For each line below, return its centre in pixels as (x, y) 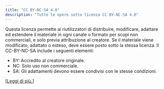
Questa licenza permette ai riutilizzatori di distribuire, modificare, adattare (82, 29)
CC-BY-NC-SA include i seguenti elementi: (50, 51)
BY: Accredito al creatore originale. (49, 60)
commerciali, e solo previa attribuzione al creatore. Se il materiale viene (79, 40)
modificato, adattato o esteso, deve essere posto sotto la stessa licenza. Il (82, 45)
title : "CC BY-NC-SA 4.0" (32, 10)
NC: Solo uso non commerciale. (45, 66)
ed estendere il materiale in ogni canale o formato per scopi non (72, 34)
